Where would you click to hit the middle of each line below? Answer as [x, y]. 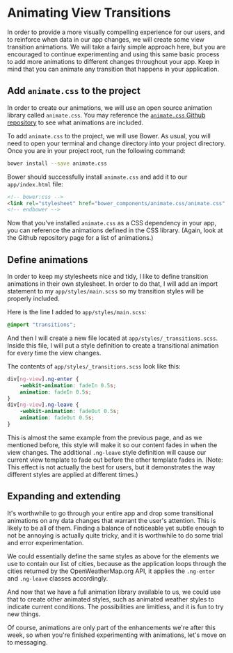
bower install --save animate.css [57, 163]
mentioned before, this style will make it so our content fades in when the [112, 445]
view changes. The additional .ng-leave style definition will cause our [107, 452]
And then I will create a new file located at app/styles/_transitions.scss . [112, 338]
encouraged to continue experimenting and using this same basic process [113, 54]
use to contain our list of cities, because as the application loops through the [117, 563]
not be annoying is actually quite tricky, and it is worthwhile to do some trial [115, 535]
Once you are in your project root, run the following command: [96, 150]
